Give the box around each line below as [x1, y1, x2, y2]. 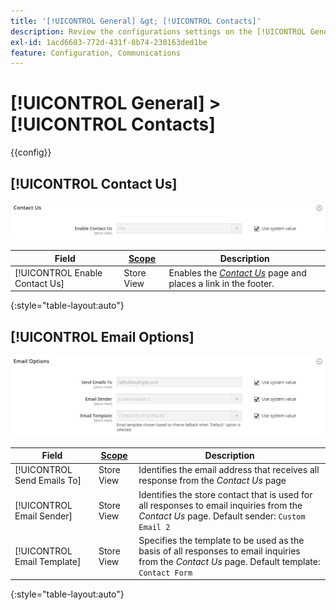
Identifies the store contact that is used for [138, 488, 313, 500]
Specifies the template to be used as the [138, 534, 305, 546]
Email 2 [138, 522, 171, 532]
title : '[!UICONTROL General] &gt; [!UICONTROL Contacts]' [10, 16, 262, 26]
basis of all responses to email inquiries [138, 545, 301, 557]
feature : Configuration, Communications [10, 48, 182, 58]
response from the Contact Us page [138, 475, 287, 487]
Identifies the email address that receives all [138, 464, 320, 476]
